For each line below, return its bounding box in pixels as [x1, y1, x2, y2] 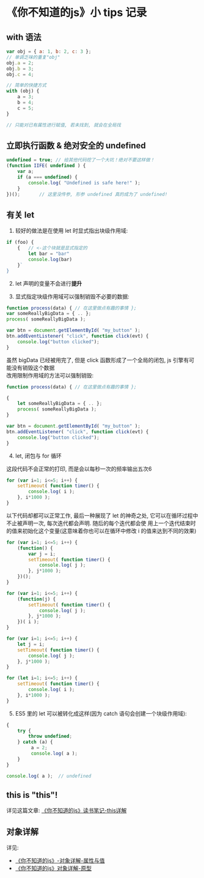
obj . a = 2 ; [6, 59, 34, 66]
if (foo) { [6, 240, 34, 246]
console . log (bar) [28, 256, 72, 262]
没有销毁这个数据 [11, 364, 55, 371]
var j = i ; [28, 551, 56, 557]
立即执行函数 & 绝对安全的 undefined [6, 140, 146, 151]
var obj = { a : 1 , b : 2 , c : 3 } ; [6, 48, 92, 55]
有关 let [6, 210, 35, 220]
